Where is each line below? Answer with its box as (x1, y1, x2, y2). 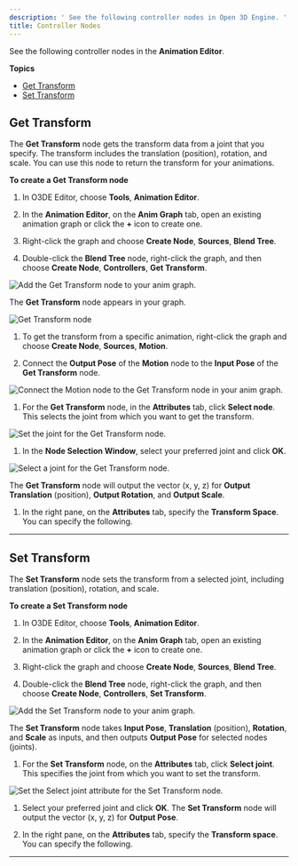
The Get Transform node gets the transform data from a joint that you (9, 139, 264, 149)
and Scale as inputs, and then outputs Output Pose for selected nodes (9, 732, 268, 743)
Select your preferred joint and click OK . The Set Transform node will (21, 803, 277, 814)
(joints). (9, 742, 37, 752)
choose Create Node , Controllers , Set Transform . (21, 688, 207, 699)
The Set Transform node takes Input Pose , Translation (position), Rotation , (9, 723, 287, 734)
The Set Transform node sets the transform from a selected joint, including (9, 574, 285, 584)
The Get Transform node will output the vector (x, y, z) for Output (9, 481, 251, 491)
